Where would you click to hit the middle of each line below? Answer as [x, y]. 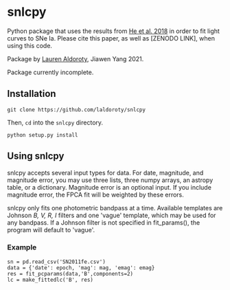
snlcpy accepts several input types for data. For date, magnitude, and [105, 172]
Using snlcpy [36, 156]
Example [22, 247]
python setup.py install [43, 135]
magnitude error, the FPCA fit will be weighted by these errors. [95, 194]
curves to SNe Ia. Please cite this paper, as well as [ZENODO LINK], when [111, 38]
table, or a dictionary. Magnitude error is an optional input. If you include [109, 187]
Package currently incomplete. [50, 72]
